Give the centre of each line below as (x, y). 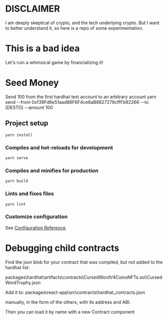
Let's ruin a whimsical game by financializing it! (54, 62)
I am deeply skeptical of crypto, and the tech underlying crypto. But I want (82, 23)
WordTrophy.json (23, 282)
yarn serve (17, 158)
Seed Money (32, 83)
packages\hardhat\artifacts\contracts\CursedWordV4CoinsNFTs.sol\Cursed (84, 277)
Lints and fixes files (30, 194)
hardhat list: (18, 267)
